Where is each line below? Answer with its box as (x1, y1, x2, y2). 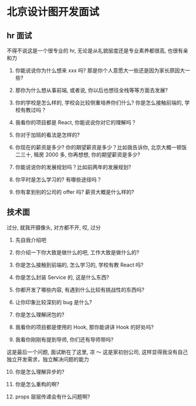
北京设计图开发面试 (6, 5, 100, 19)
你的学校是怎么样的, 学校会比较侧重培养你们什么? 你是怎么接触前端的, (15, 99, 184, 106)
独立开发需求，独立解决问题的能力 (6, 356, 89, 363)
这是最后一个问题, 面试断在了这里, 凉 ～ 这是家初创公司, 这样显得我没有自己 (6, 348, 188, 355)
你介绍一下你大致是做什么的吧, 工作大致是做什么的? (15, 248, 140, 255)
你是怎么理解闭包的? (15, 311, 65, 318)
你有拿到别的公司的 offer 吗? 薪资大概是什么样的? (15, 189, 134, 195)
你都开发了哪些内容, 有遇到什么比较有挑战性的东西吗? (15, 286, 144, 293)
